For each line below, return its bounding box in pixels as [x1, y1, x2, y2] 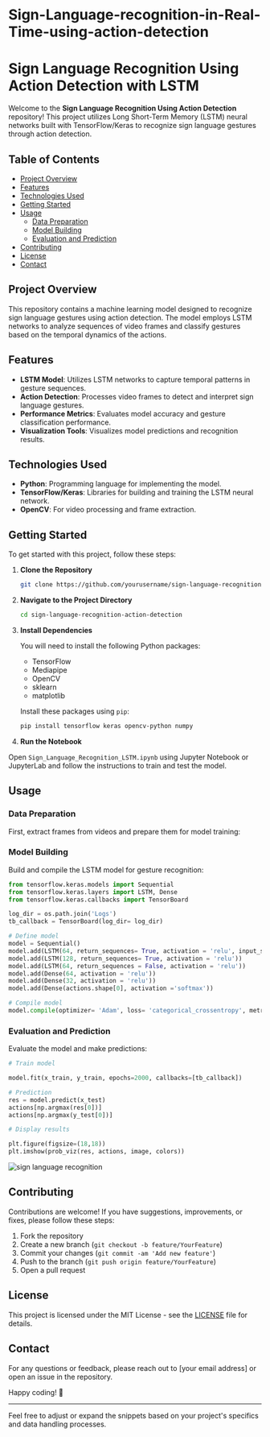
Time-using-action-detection [8, 23, 209, 41]
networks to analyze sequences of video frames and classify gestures [8, 321, 241, 331]
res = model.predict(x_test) [8, 1095, 106, 1104]
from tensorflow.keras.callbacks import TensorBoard [8, 896, 189, 904]
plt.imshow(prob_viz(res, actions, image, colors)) [8, 1148, 185, 1156]
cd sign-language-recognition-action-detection [19, 611, 182, 619]
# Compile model [8, 999, 63, 1008]
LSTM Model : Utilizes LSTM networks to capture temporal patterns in [19, 375, 251, 384]
